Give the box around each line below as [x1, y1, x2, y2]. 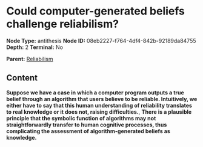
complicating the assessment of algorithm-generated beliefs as [6, 127, 171, 134]
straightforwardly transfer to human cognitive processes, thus [6, 121, 167, 128]
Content [6, 73, 38, 83]
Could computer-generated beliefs [6, 4, 185, 18]
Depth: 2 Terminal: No [6, 44, 64, 51]
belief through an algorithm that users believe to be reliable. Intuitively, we [6, 95, 198, 102]
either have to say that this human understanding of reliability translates [6, 102, 193, 109]
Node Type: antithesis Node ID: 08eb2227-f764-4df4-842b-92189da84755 [6, 37, 196, 44]
